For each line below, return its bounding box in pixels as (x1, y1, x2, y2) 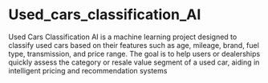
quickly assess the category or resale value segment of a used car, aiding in (8, 57, 260, 67)
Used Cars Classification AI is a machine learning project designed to (8, 32, 238, 41)
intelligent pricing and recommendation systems (8, 65, 168, 75)
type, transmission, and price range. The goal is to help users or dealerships (8, 49, 261, 58)
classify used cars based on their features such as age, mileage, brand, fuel (8, 40, 259, 49)
